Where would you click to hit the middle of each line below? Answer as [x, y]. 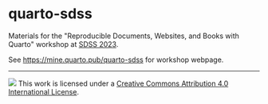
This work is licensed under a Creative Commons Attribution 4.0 [123, 83]
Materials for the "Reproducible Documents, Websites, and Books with [124, 36]
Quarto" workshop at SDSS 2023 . [63, 44]
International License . [44, 91]
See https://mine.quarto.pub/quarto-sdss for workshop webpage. [116, 60]
